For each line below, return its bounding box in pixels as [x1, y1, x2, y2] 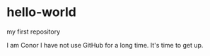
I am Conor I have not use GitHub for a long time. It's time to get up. [6, 41, 204, 49]
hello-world [6, 4, 77, 20]
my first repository [6, 27, 61, 36]
